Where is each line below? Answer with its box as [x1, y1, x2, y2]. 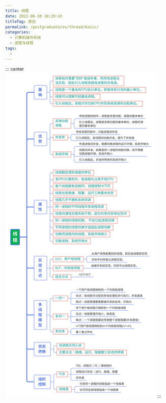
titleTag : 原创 [5, 19, 36, 24]
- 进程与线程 [10, 41, 34, 46]
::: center [5, 66, 24, 72]
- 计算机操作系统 [10, 35, 41, 40]
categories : [5, 30, 31, 35]
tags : [5, 46, 17, 51]
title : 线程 [5, 8, 29, 13]
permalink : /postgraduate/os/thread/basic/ [5, 24, 99, 30]
